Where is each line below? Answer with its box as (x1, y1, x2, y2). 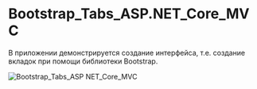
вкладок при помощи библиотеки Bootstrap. (8, 56, 158, 66)
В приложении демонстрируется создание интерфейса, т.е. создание (8, 48, 245, 57)
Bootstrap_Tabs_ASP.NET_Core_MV (8, 5, 250, 23)
